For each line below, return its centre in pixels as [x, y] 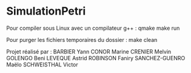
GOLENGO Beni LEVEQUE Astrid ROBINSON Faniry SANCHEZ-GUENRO [96, 58]
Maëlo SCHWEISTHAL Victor [42, 64]
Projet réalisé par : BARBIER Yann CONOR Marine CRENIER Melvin [89, 51]
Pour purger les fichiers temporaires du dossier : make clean [82, 40]
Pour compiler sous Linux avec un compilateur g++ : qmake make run [93, 28]
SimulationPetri [46, 11]
